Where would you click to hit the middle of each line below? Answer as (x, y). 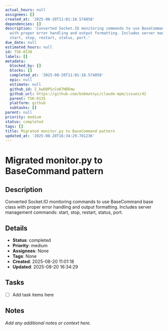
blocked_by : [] (25, 66)
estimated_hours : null (29, 47)
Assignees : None (30, 251)
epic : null (21, 80)
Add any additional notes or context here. (48, 323)
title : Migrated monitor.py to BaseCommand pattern (60, 131)
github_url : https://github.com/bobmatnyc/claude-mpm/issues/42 (78, 94)
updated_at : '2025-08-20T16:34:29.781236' (50, 136)
